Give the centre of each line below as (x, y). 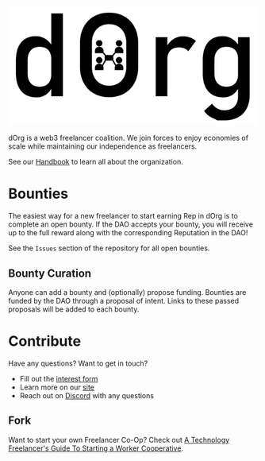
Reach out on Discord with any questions (87, 395)
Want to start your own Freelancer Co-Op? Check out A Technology (119, 440)
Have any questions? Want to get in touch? (78, 363)
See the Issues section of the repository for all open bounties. (109, 248)
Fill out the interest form (59, 378)
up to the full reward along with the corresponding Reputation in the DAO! (128, 233)
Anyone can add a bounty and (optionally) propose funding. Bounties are (127, 292)
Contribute (45, 341)
